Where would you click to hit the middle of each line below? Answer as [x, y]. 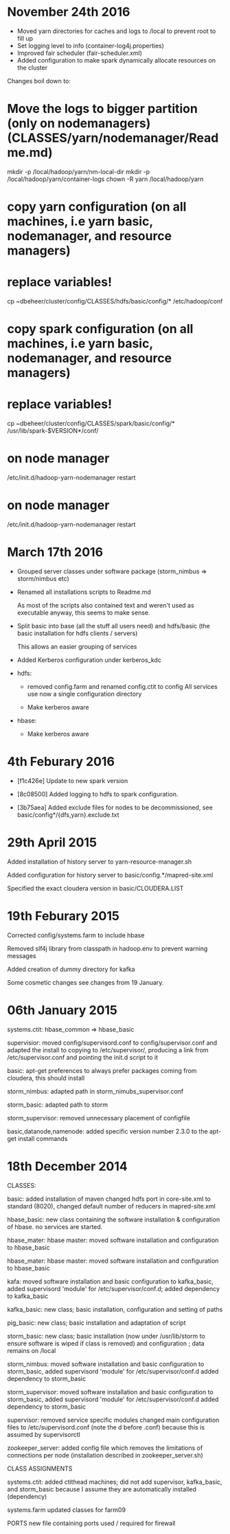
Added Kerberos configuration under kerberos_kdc [89, 660]
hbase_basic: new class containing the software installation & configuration [114, 1219]
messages [22, 956]
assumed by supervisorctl [44, 1434]
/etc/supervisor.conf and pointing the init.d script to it [83, 1057]
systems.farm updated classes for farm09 [66, 1510]
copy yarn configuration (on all [97, 207]
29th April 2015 [52, 843]
